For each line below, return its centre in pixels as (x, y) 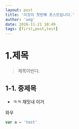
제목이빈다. (29, 71)
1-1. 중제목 (21, 88)
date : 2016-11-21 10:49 (31, 24)
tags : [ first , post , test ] (32, 29)
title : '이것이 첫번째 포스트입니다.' (40, 15)
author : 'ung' (20, 19)
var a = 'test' (21, 122)
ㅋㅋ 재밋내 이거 (28, 101)
